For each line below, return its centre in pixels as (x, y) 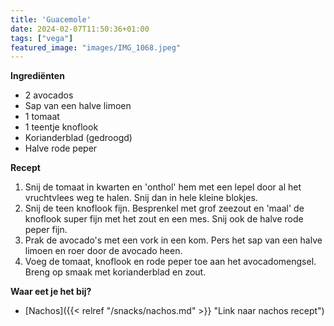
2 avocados (49, 95)
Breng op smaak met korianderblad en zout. (115, 272)
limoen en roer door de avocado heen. (103, 251)
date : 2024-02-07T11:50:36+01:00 (80, 29)
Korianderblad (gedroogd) (78, 138)
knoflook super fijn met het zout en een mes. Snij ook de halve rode (164, 219)
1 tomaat (42, 117)
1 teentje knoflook (61, 127)
